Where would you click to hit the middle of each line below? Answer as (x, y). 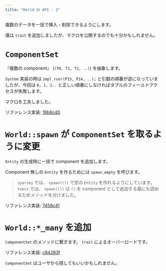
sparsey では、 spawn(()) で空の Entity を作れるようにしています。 (86, 182)
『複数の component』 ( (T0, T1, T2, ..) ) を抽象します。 (64, 68)
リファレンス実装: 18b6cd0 (33, 112)
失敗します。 (31, 91)
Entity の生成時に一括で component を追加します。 (58, 161)
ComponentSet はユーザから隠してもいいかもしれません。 (62, 263)
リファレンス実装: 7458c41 (33, 205)
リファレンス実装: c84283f (33, 253)
